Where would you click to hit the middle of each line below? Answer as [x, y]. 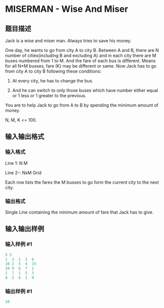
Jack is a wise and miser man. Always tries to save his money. [68, 41]
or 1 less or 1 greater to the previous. [49, 96]
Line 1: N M [17, 163]
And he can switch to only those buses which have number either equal [85, 90]
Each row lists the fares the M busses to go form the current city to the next [82, 182]
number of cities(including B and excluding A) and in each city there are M [81, 56]
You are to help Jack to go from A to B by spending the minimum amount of [82, 105]
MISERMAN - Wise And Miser [67, 9]
